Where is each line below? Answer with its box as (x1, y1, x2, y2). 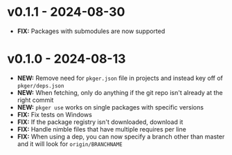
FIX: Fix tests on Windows (17, 110, 92, 118)
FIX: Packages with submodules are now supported (17, 27, 166, 35)
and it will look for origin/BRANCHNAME (17, 139, 123, 148)
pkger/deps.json (17, 82, 64, 90)
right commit (17, 96, 54, 104)
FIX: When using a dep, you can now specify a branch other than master (17, 132, 225, 141)
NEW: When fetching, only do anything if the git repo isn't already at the (17, 88, 223, 96)
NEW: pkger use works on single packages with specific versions (17, 103, 204, 111)
